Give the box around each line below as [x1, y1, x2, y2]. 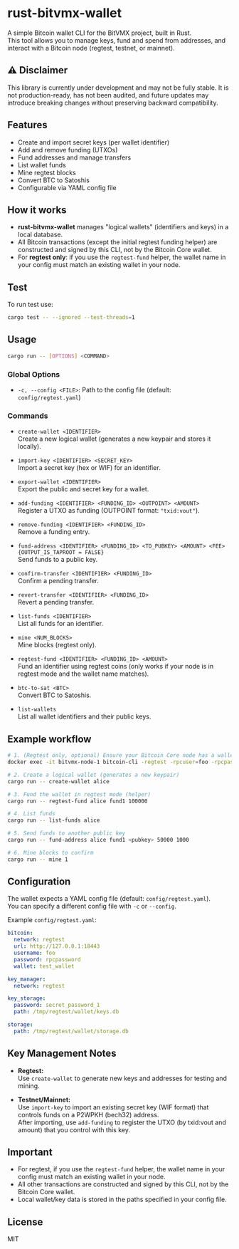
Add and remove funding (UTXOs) [17, 145, 118, 154]
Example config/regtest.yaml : [7, 916, 97, 924]
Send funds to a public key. [17, 555, 98, 564]
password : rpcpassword [14, 956, 81, 963]
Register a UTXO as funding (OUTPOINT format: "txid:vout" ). [17, 506, 201, 515]
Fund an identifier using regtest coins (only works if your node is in [17, 662, 214, 671]
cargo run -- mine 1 [7, 856, 69, 863]
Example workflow [7, 733, 92, 745]
